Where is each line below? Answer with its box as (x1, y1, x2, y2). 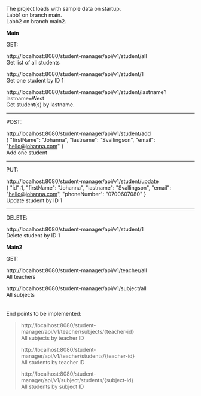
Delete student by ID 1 (6, 232, 60, 239)
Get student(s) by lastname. (6, 101, 75, 108)
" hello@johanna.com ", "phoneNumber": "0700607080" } (6, 191, 147, 197)
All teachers (6, 273, 36, 280)
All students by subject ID (20, 383, 84, 390)
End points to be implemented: (6, 310, 82, 317)
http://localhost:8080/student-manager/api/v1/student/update (6, 178, 159, 185)
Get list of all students (6, 59, 60, 66)
